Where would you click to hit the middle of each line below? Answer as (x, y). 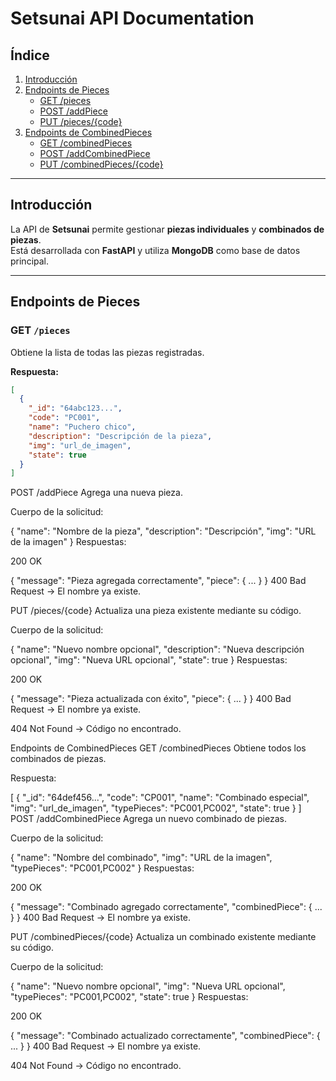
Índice (30, 55)
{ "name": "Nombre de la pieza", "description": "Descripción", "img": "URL (163, 531)
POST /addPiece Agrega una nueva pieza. (96, 493)
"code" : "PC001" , (64, 418)
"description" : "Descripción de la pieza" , (120, 436)
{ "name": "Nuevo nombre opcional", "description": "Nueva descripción (157, 649)
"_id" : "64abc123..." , (75, 408)
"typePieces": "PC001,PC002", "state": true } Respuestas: (129, 997)
